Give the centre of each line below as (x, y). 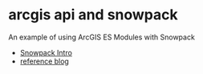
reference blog (45, 61)
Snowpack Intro (46, 52)
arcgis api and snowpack (93, 15)
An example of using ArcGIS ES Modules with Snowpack (101, 37)
